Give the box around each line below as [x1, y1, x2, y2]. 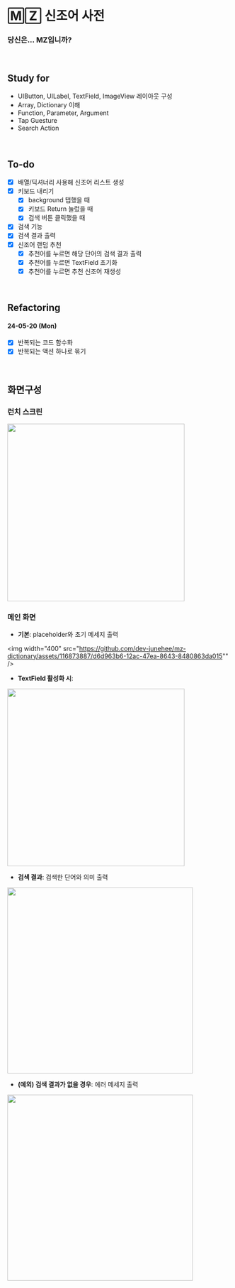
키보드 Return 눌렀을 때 [28, 204, 93, 213]
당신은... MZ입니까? [7, 35, 72, 45]
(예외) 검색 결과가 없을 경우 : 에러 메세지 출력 [17, 1080, 139, 1088]
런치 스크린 [7, 407, 43, 417]
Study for [7, 72, 50, 84]
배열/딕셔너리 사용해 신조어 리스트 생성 [17, 178, 125, 187]
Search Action [17, 124, 59, 133]
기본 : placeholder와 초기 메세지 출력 [17, 630, 119, 638]
